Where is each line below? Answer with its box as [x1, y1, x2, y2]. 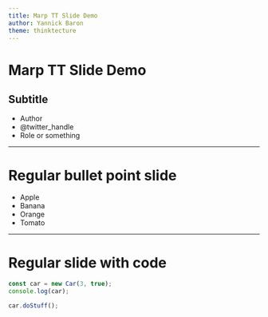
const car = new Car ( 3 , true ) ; [8, 280, 112, 288]
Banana [19, 201, 45, 211]
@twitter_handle [19, 122, 74, 132]
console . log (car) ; [8, 287, 69, 295]
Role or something [19, 131, 81, 141]
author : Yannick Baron [8, 19, 84, 27]
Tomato [19, 218, 45, 228]
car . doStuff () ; [8, 302, 59, 310]
